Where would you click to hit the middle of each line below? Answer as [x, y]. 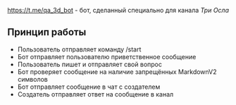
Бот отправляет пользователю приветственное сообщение [107, 56]
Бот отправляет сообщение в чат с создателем [89, 87]
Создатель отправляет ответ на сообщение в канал [95, 94]
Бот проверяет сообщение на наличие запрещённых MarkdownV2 [117, 72]
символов [32, 79]
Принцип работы [47, 32]
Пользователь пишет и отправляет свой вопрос [89, 64]
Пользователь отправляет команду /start [79, 49]
